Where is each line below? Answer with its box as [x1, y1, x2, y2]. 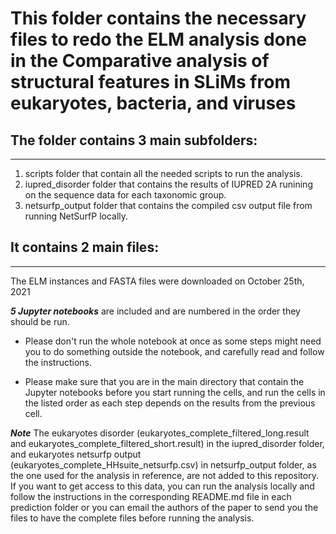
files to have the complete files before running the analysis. [10, 512, 255, 524]
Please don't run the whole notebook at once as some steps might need [24, 335, 322, 347]
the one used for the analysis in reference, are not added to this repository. [10, 469, 319, 481]
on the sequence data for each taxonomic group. [24, 189, 227, 201]
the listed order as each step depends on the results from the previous [24, 397, 316, 409]
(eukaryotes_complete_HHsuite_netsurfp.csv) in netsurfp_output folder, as [10, 458, 317, 471]
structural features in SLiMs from [10, 71, 291, 94]
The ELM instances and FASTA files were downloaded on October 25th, [10, 275, 305, 287]
